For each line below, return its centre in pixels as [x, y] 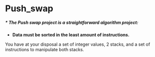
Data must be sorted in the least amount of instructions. [71, 35]
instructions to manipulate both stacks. [45, 50]
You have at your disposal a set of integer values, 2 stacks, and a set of [78, 44]
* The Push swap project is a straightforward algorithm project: [72, 22]
